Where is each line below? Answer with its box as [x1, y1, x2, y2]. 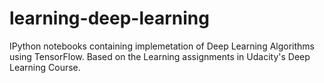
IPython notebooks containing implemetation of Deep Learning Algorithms [9, 40, 316, 52]
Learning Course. [9, 61, 81, 73]
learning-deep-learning [9, 7, 210, 30]
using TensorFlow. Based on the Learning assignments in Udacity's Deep [9, 50, 311, 62]
